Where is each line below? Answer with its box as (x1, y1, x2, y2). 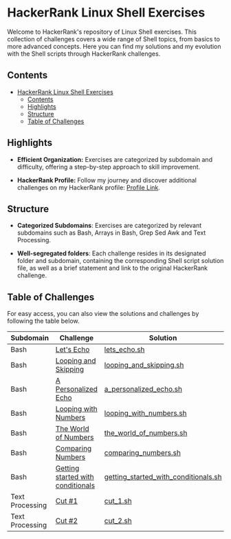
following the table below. (7, 317, 80, 325)
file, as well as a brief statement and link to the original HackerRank (16, 264, 208, 273)
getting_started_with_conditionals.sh (104, 472, 222, 482)
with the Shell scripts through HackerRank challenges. (7, 50, 161, 58)
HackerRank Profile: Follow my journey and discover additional (16, 176, 197, 184)
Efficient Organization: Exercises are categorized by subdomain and (16, 155, 213, 163)
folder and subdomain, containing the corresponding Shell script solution (16, 257, 224, 265)
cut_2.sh (104, 516, 132, 526)
